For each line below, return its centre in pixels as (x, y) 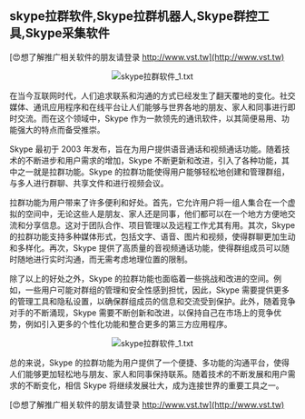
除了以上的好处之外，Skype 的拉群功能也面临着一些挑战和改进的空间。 (142, 278)
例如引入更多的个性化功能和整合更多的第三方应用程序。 (128, 324)
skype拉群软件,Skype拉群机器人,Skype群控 (133, 16)
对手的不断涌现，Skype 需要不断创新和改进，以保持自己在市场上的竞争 (142, 313)
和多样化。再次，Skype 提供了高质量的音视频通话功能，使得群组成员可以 (146, 247)
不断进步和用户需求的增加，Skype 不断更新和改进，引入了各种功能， (153, 160)
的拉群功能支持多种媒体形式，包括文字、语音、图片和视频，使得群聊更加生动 (152, 236)
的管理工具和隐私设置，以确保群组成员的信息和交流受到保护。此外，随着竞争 (152, 301)
